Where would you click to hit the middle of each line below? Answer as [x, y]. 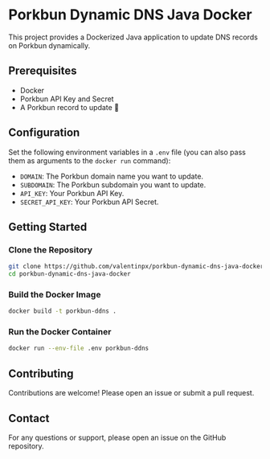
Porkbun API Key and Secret [67, 99]
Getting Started [48, 227]
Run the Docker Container [60, 332]
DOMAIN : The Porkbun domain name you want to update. [111, 176]
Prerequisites [43, 71]
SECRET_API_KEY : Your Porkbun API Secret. [89, 202]
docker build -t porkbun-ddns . [62, 311]
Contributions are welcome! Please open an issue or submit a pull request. [131, 393]
